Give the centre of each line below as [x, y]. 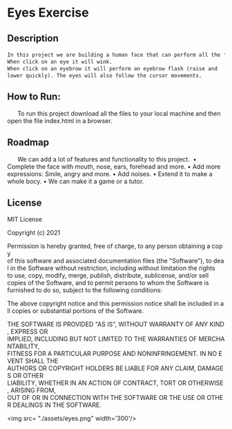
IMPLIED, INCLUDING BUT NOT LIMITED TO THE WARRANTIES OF [102, 339]
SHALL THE [42, 361]
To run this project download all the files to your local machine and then [119, 113]
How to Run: [34, 97]
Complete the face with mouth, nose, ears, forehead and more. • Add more [114, 166]
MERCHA [212, 339]
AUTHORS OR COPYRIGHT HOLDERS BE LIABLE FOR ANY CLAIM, [102, 368]
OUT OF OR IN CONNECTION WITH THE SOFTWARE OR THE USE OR [106, 398]
